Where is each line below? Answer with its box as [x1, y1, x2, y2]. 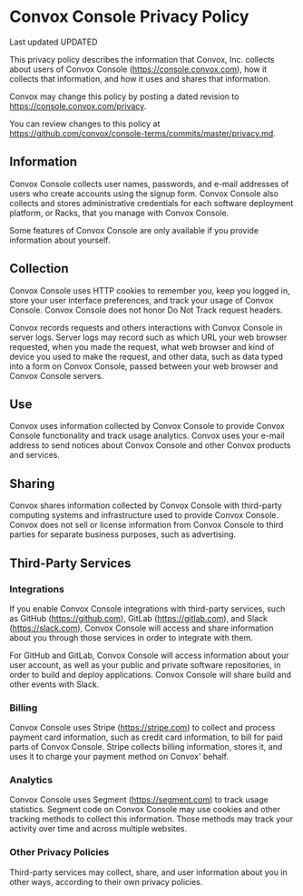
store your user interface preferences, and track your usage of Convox [9, 294, 274, 305]
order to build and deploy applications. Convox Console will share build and [9, 669, 292, 680]
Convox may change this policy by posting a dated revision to [9, 91, 239, 102]
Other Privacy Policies [9, 846, 110, 859]
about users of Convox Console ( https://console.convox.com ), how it [9, 64, 268, 75]
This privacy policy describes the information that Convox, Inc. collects [9, 54, 275, 65]
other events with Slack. [9, 679, 100, 690]
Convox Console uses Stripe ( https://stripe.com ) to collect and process [9, 722, 276, 733]
